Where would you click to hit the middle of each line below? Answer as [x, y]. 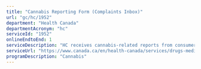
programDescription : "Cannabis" [46, 56]
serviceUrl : [21, 51]
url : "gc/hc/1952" [29, 17]
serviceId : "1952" [29, 34]
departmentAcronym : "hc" [37, 28]
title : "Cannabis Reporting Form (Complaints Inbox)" [75, 12]
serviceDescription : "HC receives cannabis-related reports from [89, 46]
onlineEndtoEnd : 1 [29, 40]
